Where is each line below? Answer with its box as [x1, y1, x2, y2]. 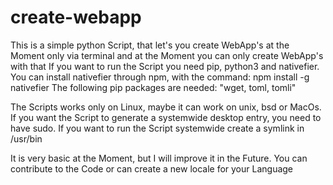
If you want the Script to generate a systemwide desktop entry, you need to [10, 111, 322, 123]
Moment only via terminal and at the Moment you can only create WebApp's [10, 49, 324, 61]
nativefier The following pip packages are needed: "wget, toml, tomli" [10, 81, 297, 93]
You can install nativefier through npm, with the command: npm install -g [10, 71, 310, 83]
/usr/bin [10, 132, 43, 145]
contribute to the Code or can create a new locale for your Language [10, 162, 294, 175]
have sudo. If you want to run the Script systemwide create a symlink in [10, 122, 305, 134]
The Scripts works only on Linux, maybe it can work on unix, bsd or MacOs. [10, 101, 322, 113]
